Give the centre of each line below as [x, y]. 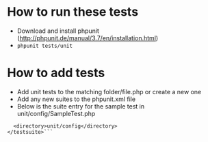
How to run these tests [73, 12]
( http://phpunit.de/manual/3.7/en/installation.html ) [88, 38]
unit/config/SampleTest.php [56, 113]
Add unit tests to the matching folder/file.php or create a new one [109, 91]
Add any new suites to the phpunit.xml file [76, 99]
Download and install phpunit [58, 31]
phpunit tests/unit [45, 46]
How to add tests [56, 73]
